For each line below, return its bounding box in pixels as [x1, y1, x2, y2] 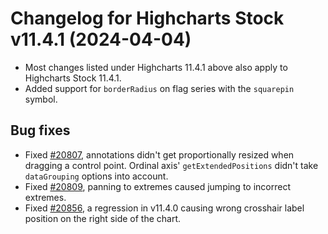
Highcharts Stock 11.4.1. [24, 72, 122, 84]
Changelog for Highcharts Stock [10, 7, 285, 30]
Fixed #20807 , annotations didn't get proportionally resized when [24, 148, 295, 161]
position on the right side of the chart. [24, 212, 182, 224]
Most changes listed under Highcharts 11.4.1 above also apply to [24, 61, 288, 73]
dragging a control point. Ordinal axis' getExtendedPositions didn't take [24, 159, 319, 171]
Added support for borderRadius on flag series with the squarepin [24, 82, 295, 94]
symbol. [24, 93, 58, 105]
